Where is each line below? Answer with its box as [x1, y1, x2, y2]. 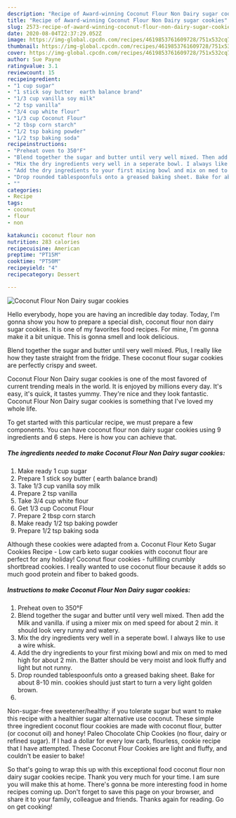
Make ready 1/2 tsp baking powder [17, 519, 118, 527]
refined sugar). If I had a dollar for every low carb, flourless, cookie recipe [7, 737, 221, 745]
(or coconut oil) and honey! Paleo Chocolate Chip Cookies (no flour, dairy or [7, 729, 227, 737]
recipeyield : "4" [7, 265, 58, 272]
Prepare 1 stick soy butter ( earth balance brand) [17, 474, 158, 482]
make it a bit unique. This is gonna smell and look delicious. [7, 332, 179, 341]
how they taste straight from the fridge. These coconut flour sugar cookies [7, 353, 223, 362]
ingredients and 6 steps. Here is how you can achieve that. [7, 433, 177, 441]
